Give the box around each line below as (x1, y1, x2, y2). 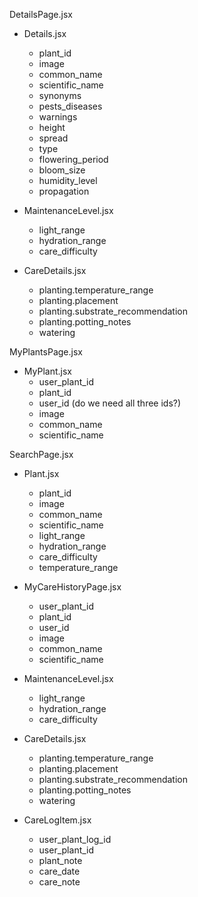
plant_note (38, 855, 83, 866)
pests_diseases (38, 100, 103, 112)
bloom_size (38, 164, 86, 176)
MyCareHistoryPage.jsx (23, 581, 122, 593)
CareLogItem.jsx (23, 814, 92, 826)
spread (38, 132, 69, 144)
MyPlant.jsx (23, 365, 72, 377)
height (38, 122, 66, 133)
